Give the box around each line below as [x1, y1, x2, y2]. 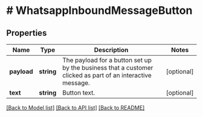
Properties [6, 28, 47, 38]
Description [94, 46, 129, 54]
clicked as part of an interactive [62, 71, 152, 79]
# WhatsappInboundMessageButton [6, 4, 193, 18]
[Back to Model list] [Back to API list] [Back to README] [6, 104, 145, 111]
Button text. [62, 89, 95, 97]
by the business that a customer [62, 64, 153, 72]
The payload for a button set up [62, 56, 152, 64]
